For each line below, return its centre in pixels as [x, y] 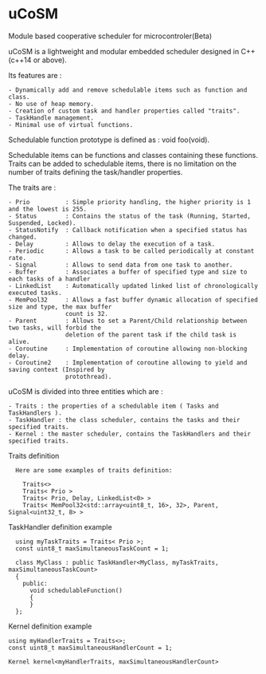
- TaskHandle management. [51, 118]
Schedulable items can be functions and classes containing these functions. [133, 155]
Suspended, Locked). [43, 223]
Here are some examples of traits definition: [94, 470]
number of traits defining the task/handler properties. [96, 171]
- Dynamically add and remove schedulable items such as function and [128, 90]
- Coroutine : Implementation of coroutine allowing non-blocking [128, 349]
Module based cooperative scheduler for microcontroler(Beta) [110, 36]
